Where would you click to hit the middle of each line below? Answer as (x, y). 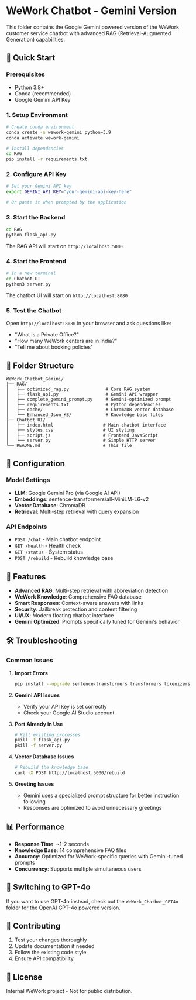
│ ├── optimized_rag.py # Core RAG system (78, 389)
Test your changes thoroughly (51, 940)
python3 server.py (28, 284)
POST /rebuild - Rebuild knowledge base (64, 558)
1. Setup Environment (37, 115)
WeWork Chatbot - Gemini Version (92, 11)
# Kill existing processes (47, 735)
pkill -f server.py (38, 745)
